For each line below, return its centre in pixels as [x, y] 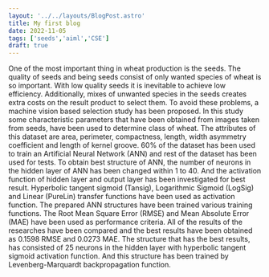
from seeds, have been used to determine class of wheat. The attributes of [132, 128]
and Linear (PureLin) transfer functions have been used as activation [122, 197]
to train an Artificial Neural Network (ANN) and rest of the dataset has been [132, 154]
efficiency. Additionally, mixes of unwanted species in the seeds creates [128, 94]
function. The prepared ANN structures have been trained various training [130, 205]
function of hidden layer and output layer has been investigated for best [127, 179]
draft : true [28, 46]
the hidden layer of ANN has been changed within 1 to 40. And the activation [135, 171]
